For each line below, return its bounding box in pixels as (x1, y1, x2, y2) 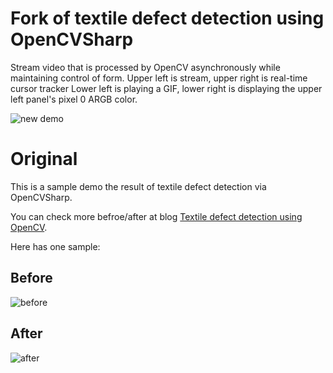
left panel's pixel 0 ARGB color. (10, 93, 138, 105)
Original (10, 148, 78, 171)
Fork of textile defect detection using (10, 7, 325, 30)
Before (10, 270, 53, 287)
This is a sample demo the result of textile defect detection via (10, 180, 267, 192)
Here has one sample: (10, 240, 101, 252)
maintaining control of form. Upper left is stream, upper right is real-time (10, 72, 308, 84)
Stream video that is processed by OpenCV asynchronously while (10, 61, 281, 73)
